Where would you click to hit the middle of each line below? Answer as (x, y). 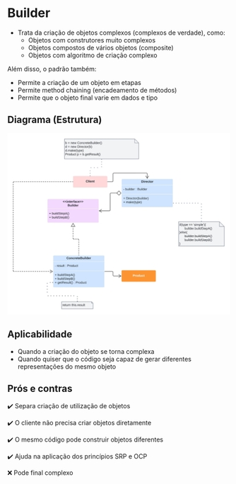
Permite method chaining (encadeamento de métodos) (97, 90)
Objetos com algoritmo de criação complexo (93, 55)
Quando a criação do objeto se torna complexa (86, 351)
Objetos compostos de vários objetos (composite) (101, 47)
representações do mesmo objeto (67, 367)
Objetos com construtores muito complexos (92, 40)
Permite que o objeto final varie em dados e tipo (87, 98)
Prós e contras (40, 388)
